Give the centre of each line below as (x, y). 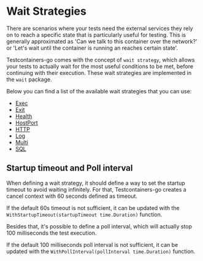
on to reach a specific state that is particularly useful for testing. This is (96, 34)
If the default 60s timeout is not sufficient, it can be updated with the (93, 208)
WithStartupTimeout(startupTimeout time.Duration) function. (84, 214)
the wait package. (29, 79)
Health (24, 116)
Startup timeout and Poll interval (70, 168)
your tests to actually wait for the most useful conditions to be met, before (100, 66)
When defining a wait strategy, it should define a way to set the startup (96, 183)
